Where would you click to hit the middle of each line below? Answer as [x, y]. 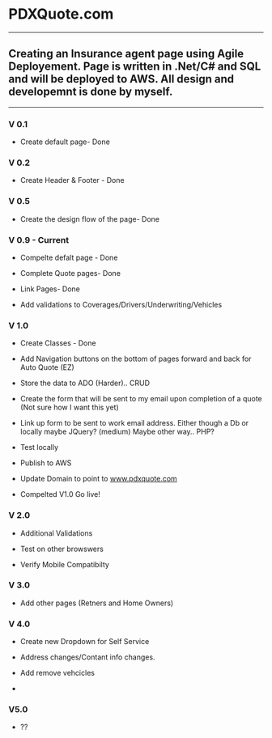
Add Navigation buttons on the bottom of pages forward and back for [136, 359]
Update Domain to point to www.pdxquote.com [99, 479]
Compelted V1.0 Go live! [60, 494]
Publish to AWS [46, 463]
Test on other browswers [62, 549]
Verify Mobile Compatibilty [64, 564]
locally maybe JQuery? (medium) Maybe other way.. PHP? [117, 432]
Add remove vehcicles [57, 673]
